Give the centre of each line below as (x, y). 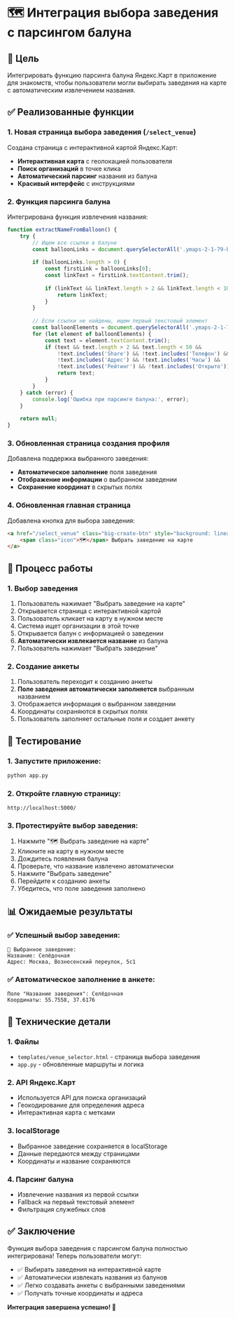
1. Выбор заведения (43, 588)
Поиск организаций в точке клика (69, 168)
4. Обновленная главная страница (69, 505)
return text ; (76, 373)
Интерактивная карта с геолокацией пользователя (95, 161)
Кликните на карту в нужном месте (71, 852)
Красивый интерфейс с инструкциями (76, 183)
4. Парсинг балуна (41, 1179)
